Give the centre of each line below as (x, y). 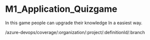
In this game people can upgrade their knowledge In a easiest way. (74, 23)
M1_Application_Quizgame (61, 9)
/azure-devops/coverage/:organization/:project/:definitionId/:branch (75, 32)
